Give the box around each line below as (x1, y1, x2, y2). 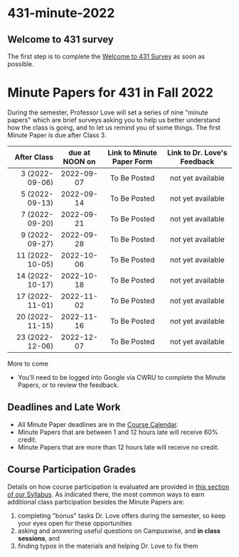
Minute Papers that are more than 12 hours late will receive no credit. (17, 442, 219, 451)
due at (68, 147, 91, 157)
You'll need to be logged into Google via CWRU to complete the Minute (17, 373, 226, 381)
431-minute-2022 (7, 5, 115, 21)
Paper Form (112, 157, 153, 166)
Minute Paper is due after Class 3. (7, 130, 107, 139)
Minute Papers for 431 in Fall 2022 (7, 85, 213, 101)
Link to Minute (107, 147, 158, 157)
